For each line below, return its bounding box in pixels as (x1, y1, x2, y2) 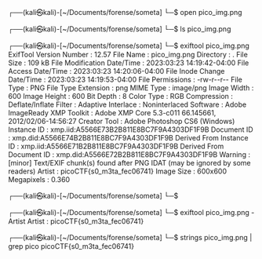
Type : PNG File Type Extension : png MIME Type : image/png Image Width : (8, 83, 254, 93)
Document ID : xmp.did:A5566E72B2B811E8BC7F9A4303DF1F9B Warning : (8, 150, 251, 159)
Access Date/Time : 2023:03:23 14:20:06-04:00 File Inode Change (8, 67, 225, 75)
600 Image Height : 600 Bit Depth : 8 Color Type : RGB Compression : (8, 92, 234, 100)
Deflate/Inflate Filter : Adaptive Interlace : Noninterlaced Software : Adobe (8, 100, 247, 109)
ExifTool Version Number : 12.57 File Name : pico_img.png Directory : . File (8, 50, 249, 59)
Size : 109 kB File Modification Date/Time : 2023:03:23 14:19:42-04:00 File (8, 58, 249, 67)
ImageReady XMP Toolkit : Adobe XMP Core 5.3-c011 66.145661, (8, 108, 217, 117)
